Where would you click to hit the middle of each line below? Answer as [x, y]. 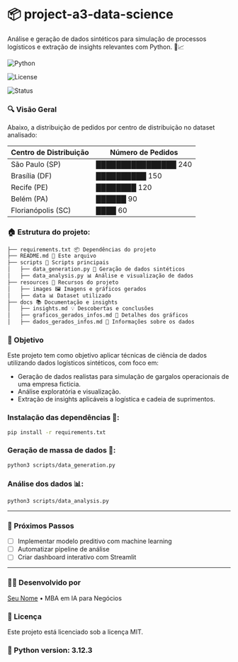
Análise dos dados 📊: [46, 484]
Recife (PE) [29, 188]
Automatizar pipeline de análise [63, 549]
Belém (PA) [29, 199]
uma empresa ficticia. [49, 384]
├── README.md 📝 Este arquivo [52, 256]
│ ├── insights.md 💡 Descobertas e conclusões [81, 309]
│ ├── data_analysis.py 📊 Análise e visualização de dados [101, 276]
